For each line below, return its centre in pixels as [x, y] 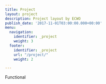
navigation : [21, 32]
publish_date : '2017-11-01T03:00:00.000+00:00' [54, 23]
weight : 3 [24, 41]
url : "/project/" [31, 55]
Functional [15, 77]
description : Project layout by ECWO [43, 18]
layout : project [21, 14]
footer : [17, 46]
